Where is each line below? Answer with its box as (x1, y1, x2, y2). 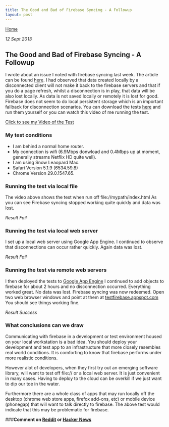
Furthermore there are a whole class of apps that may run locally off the (5, 390, 155, 397)
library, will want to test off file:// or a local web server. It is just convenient (5, 370, 160, 376)
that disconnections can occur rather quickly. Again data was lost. (5, 244, 143, 250)
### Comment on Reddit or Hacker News (5, 416, 92, 422)
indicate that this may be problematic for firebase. (5, 406, 109, 412)
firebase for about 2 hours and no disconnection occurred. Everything (5, 283, 151, 290)
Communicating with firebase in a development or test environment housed (5, 333, 162, 339)
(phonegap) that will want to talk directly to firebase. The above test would (5, 401, 160, 407)
